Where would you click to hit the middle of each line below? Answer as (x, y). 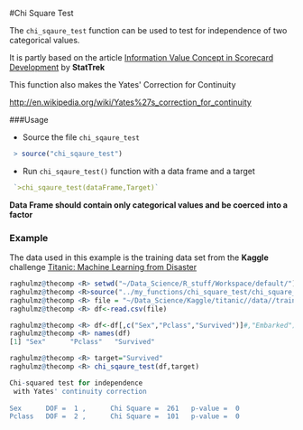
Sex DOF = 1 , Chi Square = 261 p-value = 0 (125, 408)
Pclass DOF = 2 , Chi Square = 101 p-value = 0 (125, 416)
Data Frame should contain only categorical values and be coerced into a (149, 205)
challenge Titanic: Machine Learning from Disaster (103, 267)
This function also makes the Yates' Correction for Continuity (123, 84)
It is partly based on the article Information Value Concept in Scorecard (141, 57)
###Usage (29, 120)
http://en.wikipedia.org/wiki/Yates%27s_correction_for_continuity (131, 102)
